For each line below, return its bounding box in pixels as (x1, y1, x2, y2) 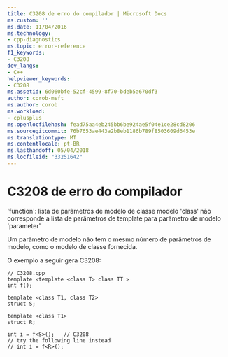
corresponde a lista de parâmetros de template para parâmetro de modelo (7, 214, 222, 223)
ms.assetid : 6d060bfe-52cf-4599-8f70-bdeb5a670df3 (7, 88, 158, 95)
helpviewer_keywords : (7, 75, 71, 83)
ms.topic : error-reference (7, 43, 86, 50)
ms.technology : (7, 29, 52, 37)
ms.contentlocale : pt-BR (7, 141, 80, 148)
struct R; (7, 318, 36, 325)
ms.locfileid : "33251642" (7, 153, 83, 161)
